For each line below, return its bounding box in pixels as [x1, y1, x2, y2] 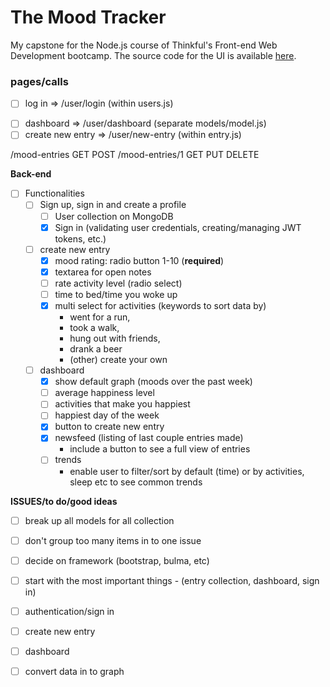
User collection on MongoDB [54, 210, 174, 222]
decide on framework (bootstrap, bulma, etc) [24, 554, 210, 566]
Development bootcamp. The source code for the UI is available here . [10, 49, 297, 61]
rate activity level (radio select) [54, 277, 183, 289]
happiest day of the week [54, 409, 160, 421]
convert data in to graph [24, 665, 125, 677]
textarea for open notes [54, 266, 152, 278]
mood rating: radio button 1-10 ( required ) [54, 254, 225, 266]
